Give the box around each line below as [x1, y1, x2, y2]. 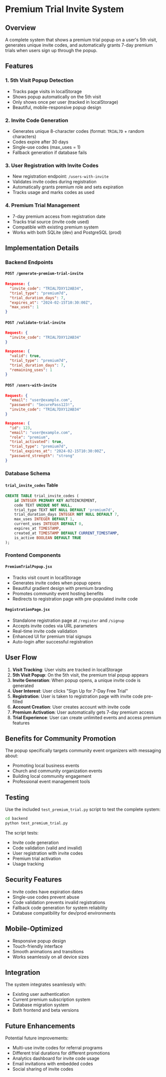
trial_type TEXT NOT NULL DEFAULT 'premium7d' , [14, 507, 115, 512]
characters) [12, 133, 36, 139]
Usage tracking [12, 861, 44, 867]
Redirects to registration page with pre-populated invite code [12, 595, 138, 602]
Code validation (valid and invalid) [12, 845, 82, 851]
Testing [5, 793, 29, 801]
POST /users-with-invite [5, 382, 57, 388]
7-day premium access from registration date [12, 213, 106, 219]
